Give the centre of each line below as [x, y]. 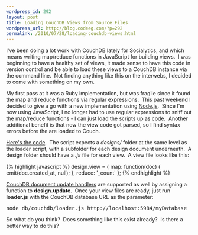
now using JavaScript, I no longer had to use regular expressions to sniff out [99, 112]
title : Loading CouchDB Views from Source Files [67, 22]
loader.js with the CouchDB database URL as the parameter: [80, 197]
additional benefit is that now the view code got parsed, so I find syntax [93, 125]
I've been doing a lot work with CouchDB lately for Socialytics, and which [95, 50]
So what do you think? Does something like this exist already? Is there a [95, 220]
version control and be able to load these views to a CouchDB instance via [97, 69]
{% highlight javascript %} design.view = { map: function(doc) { [83, 167]
